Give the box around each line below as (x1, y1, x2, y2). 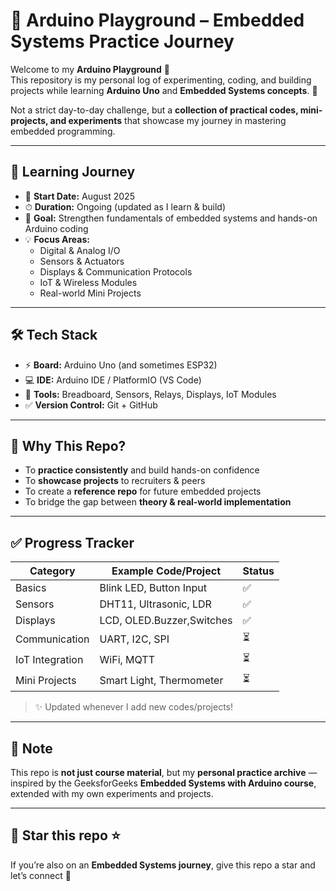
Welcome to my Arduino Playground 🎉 (10, 63, 170, 75)
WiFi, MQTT (99, 652, 155, 666)
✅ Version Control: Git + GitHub (24, 399, 158, 411)
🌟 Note (10, 740, 53, 757)
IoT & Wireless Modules (39, 276, 138, 288)
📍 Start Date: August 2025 (24, 190, 135, 202)
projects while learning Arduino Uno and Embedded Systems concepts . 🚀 (10, 84, 318, 96)
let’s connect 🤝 (10, 869, 72, 881)
